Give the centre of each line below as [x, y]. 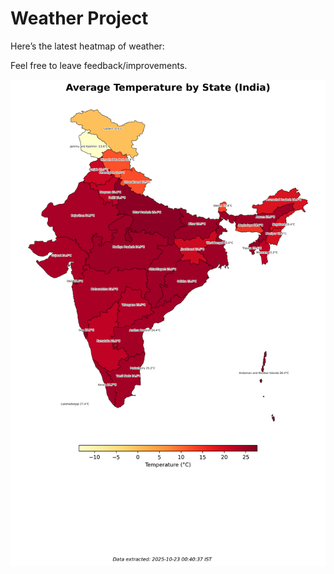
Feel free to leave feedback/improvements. [99, 65]
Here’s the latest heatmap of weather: [87, 46]
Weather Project [79, 18]
